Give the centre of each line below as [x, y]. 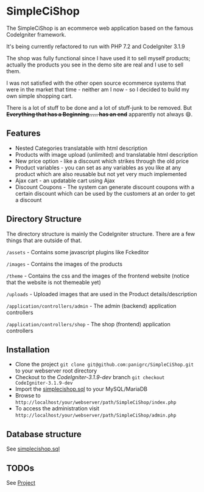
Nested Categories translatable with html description [81, 148]
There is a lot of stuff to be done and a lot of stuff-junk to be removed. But [99, 107]
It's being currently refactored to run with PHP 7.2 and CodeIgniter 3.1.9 [96, 46]
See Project [21, 483]
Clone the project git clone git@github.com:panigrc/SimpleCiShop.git [104, 365]
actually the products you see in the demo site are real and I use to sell [95, 65]
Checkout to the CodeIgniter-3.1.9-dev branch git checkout [90, 377]
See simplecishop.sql [33, 449]
